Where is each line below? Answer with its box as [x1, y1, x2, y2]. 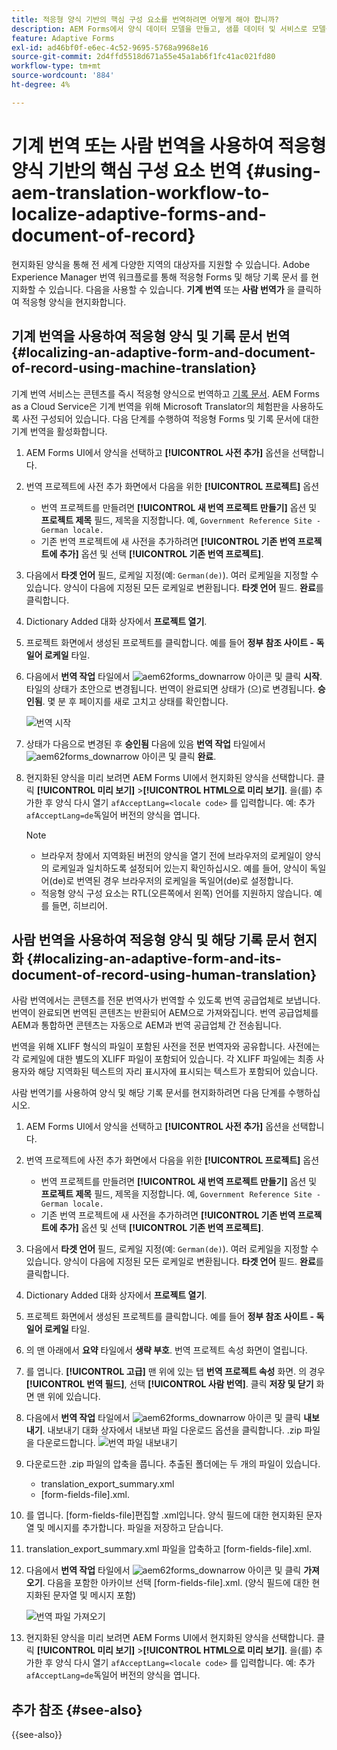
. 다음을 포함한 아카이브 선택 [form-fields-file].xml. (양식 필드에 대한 [42, 1577, 310, 1589]
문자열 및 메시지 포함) [52, 1589, 137, 1601]
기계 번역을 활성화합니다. [11, 425, 108, 437]
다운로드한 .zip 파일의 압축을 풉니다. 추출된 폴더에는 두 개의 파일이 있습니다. [25, 1458, 321, 1470]
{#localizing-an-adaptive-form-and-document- [11, 344, 316, 361]
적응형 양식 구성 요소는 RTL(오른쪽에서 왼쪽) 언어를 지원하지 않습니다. [40, 887, 312, 899]
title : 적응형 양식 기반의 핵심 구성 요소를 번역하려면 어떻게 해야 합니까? [11, 14, 280, 25]
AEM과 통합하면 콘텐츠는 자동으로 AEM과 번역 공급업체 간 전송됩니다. [11, 1019, 282, 1031]
